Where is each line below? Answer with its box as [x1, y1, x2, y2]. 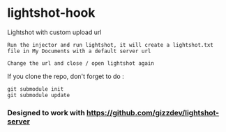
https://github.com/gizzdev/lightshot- [86, 108, 220, 117]
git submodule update [7, 91, 70, 98]
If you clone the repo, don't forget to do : [7, 72, 124, 80]
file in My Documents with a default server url [7, 47, 151, 54]
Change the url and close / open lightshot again [7, 59, 155, 67]
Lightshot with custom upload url [7, 28, 102, 36]
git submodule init [7, 85, 64, 92]
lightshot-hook [7, 5, 96, 21]
